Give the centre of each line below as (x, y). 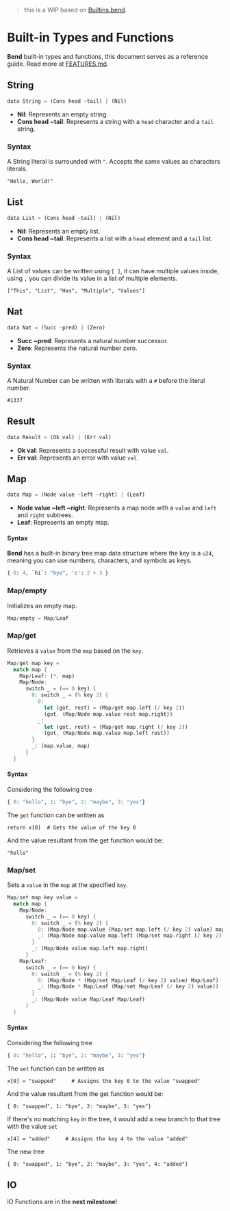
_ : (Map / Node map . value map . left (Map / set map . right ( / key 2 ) (130, 936)
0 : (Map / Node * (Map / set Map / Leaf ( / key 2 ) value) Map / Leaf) (128, 980)
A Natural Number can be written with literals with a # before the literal (106, 380)
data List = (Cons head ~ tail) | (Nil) (64, 218)
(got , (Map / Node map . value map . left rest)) (106, 733)
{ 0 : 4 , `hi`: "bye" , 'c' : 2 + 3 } (58, 573)
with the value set (33, 1126)
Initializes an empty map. (42, 605)
